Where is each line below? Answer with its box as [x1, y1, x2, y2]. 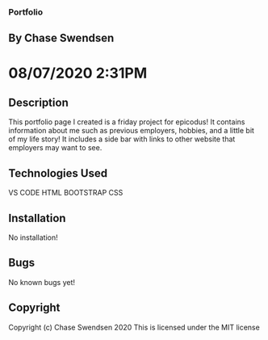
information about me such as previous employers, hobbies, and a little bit [8, 126, 254, 136]
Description [8, 95, 69, 109]
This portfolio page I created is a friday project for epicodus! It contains [8, 117, 245, 127]
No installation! [8, 233, 58, 242]
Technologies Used [8, 166, 107, 180]
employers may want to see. [8, 143, 103, 153]
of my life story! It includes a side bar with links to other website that [8, 134, 236, 144]
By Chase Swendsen [8, 31, 115, 45]
